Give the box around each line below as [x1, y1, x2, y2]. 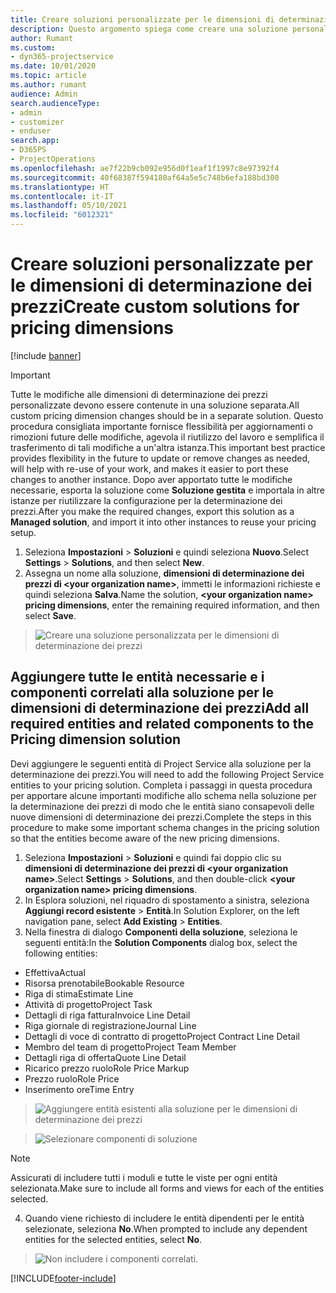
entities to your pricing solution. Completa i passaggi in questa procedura [10, 779, 313, 791]
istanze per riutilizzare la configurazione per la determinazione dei [10, 494, 283, 506]
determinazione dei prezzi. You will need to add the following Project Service [10, 768, 325, 780]
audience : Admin [10, 89, 78, 99]
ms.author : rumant [10, 80, 87, 90]
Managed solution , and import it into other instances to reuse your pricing [10, 516, 317, 528]
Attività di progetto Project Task [24, 998, 153, 1010]
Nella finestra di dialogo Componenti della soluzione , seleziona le [24, 926, 298, 938]
